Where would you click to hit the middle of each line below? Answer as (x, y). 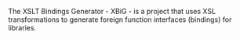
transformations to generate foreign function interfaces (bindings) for (120, 19)
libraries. (22, 28)
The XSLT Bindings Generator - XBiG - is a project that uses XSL (112, 11)
